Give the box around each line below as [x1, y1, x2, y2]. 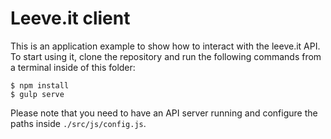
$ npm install [10, 80, 70, 91]
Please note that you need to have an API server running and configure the [10, 107, 318, 119]
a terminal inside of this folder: [10, 61, 136, 73]
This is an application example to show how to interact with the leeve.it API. [10, 40, 321, 52]
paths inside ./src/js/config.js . [10, 117, 147, 129]
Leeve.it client [10, 7, 131, 30]
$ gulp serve [10, 89, 65, 99]
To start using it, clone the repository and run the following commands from [10, 50, 322, 62]
